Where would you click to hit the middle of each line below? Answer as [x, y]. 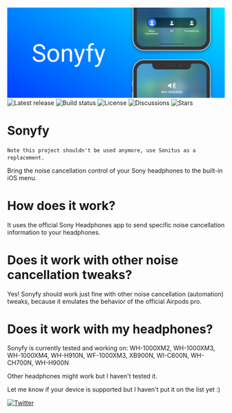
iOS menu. [22, 177]
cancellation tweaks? [70, 275]
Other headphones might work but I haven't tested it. [82, 376]
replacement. [26, 157]
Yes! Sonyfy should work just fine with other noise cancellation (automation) [116, 294]
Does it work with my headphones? [110, 329]
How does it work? [61, 205]
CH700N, [20, 363]
